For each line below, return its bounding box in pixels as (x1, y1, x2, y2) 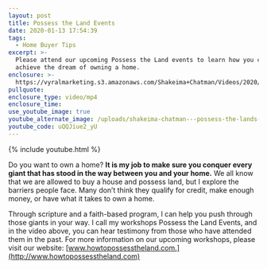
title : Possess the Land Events (8, 19, 115, 27)
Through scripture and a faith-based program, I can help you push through (8, 209, 253, 219)
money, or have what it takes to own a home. (8, 193, 155, 203)
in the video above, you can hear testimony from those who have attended (8, 226, 252, 236)
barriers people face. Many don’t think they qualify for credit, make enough (8, 185, 254, 195)
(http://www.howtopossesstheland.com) (8, 251, 141, 261)
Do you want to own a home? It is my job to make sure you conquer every (8, 160, 253, 170)
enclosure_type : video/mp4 (8, 93, 98, 101)
